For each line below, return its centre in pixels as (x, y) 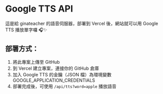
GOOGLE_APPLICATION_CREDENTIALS (54, 80)
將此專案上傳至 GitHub (36, 62)
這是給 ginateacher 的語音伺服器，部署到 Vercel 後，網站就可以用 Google (82, 23)
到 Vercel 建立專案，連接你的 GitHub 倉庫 (56, 68)
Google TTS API (39, 9)
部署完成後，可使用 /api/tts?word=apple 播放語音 (64, 86)
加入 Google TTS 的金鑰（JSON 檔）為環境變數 (62, 74)
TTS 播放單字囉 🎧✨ (26, 30)
